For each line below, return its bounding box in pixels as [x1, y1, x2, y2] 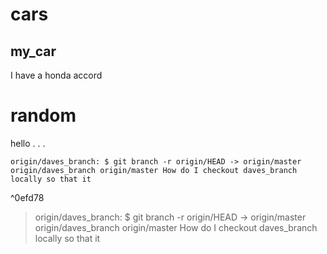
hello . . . [10, 137, 46, 149]
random [10, 104, 77, 127]
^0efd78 [10, 191, 45, 203]
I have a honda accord [10, 69, 103, 81]
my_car [10, 43, 57, 60]
